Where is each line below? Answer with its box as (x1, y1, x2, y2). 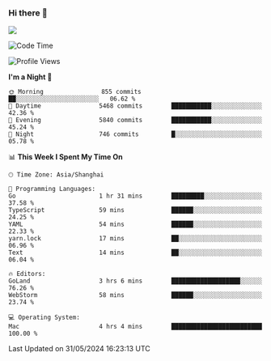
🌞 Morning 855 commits (8, 88, 142, 96)
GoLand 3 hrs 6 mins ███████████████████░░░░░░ (8, 277, 263, 286)
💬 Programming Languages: (8, 185, 95, 193)
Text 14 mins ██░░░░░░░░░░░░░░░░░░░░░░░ (8, 248, 263, 257)
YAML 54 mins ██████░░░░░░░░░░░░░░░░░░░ (8, 220, 263, 229)
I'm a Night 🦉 (8, 72, 53, 82)
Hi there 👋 (8, 7, 49, 19)
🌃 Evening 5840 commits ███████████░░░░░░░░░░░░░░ (8, 117, 263, 125)
